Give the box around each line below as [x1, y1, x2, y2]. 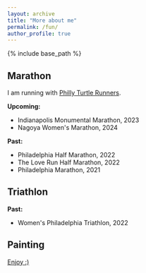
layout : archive [7, 10, 55, 18]
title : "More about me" [7, 17, 78, 24]
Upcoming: [7, 102, 41, 111]
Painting [7, 239, 45, 251]
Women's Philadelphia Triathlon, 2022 [17, 218, 128, 226]
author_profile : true [7, 30, 71, 37]
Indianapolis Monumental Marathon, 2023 [17, 116, 140, 124]
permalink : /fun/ [7, 23, 59, 30]
